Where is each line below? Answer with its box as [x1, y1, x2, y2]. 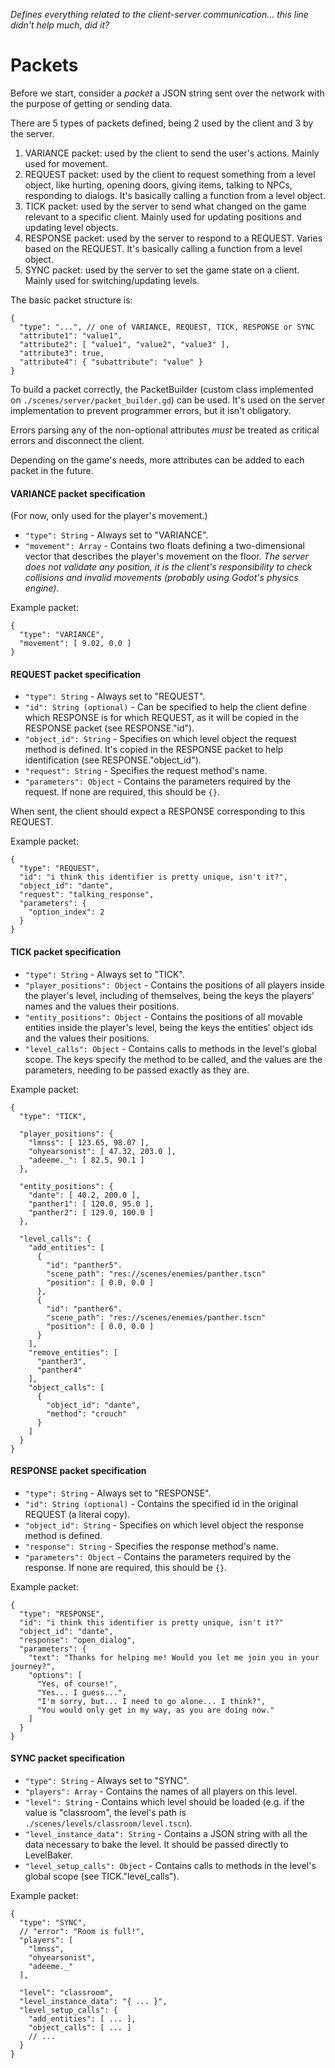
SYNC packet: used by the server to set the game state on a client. [24, 264, 300, 276]
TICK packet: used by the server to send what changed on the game [24, 200, 307, 212]
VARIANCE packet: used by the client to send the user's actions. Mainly [24, 147, 320, 159]
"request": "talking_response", [19, 890, 155, 900]
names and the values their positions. [24, 1000, 180, 1012]
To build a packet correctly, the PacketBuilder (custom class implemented [10, 383, 314, 395]
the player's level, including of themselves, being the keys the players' [24, 989, 315, 1001]
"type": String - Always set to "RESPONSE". [24, 1487, 212, 1499]
